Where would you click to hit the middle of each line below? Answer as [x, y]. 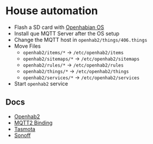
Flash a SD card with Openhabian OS [59, 27]
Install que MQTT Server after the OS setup [66, 33]
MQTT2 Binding [33, 123]
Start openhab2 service [41, 83]
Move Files [27, 46]
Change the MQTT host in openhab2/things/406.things [81, 40]
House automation [52, 11]
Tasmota [25, 129]
